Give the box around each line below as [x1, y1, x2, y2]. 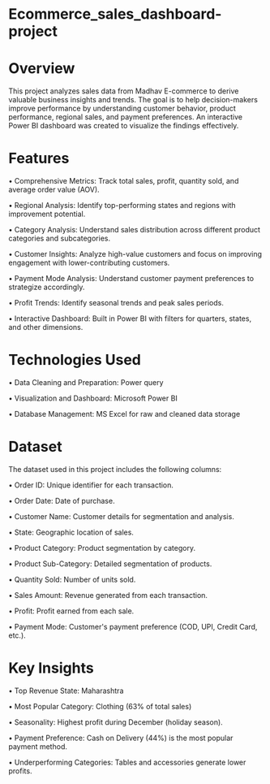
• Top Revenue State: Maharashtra [8, 686, 124, 695]
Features [8, 149, 70, 167]
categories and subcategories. [8, 233, 111, 244]
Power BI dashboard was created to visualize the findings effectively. [8, 121, 239, 131]
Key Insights [8, 659, 95, 678]
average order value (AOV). [8, 184, 100, 195]
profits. [8, 765, 32, 776]
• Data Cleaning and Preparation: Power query [8, 378, 164, 387]
